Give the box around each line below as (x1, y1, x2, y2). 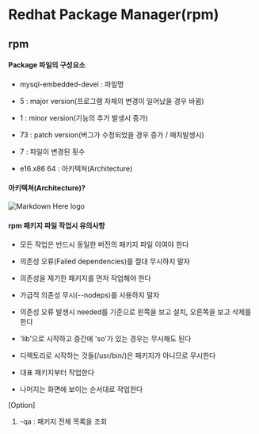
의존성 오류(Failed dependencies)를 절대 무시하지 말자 (19, 256, 191, 267)
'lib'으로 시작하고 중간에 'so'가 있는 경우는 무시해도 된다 (19, 334, 192, 344)
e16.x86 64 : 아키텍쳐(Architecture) (19, 163, 133, 173)
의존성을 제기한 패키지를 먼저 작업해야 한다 (19, 274, 152, 283)
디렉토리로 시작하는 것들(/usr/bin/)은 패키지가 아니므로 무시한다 (19, 351, 216, 360)
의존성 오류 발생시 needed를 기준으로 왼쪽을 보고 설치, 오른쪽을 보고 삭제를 (19, 307, 252, 317)
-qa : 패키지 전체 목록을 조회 (19, 417, 108, 426)
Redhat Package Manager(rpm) (8, 6, 219, 24)
